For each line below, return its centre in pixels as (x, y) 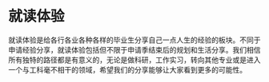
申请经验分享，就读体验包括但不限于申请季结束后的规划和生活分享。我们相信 (134, 49)
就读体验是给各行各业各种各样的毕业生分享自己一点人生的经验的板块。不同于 (134, 40)
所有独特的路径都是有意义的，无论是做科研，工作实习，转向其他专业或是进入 (134, 60)
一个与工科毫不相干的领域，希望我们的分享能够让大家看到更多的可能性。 (127, 69)
